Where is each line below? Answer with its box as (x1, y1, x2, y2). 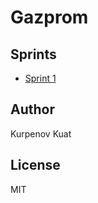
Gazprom (10, 6, 89, 29)
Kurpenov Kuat (10, 127, 72, 140)
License (10, 157, 61, 174)
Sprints (10, 46, 57, 63)
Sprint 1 (24, 72, 57, 84)
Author (10, 101, 55, 118)
